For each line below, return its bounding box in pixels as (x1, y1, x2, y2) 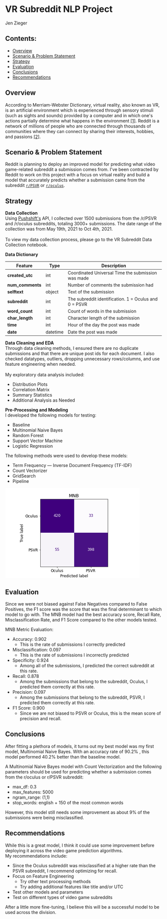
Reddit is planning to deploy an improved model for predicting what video (5, 161, 156, 167)
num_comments (7, 282, 42, 288)
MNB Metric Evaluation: (5, 626, 54, 632)
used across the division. (5, 909, 57, 915)
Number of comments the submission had (68, 282, 154, 288)
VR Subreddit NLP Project (5, 3, 113, 15)
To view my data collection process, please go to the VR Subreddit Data (5, 237, 152, 243)
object (45, 289, 59, 295)
